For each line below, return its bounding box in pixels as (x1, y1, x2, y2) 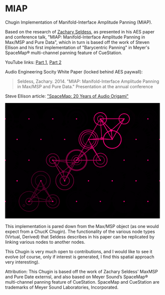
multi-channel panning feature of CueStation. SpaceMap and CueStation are (5, 279, 160, 285)
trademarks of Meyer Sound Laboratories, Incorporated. (5, 284, 119, 291)
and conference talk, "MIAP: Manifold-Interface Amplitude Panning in (5, 34, 145, 40)
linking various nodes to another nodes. (5, 239, 85, 245)
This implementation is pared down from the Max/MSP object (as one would (5, 224, 159, 229)
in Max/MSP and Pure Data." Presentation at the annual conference (17, 83, 153, 89)
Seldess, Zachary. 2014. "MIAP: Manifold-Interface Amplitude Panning (17, 78, 160, 84)
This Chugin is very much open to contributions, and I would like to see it (5, 249, 153, 255)
